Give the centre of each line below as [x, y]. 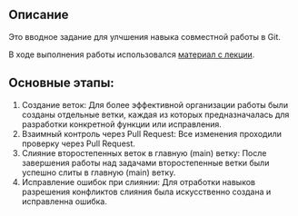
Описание [39, 15]
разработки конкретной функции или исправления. [121, 124]
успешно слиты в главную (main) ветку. [99, 172]
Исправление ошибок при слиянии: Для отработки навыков [139, 182]
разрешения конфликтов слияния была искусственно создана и [146, 191]
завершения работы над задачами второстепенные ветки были [145, 162]
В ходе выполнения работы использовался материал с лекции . [132, 54]
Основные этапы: [61, 83]
